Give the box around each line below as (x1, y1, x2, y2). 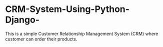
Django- (5, 14, 40, 25)
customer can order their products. (5, 36, 77, 42)
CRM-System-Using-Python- (5, 3, 130, 15)
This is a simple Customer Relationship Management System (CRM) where (5, 30, 158, 36)
